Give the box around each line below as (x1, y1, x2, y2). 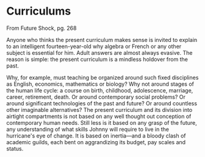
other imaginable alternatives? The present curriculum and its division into (6, 106, 193, 113)
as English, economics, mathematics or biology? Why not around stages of (6, 80, 194, 88)
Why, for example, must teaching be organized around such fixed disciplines (6, 74, 199, 81)
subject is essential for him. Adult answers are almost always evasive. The (6, 49, 193, 56)
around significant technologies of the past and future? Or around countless (6, 99, 197, 107)
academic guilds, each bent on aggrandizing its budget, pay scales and (6, 138, 186, 145)
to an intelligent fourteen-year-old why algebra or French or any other (6, 43, 182, 50)
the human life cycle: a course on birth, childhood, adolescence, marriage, (6, 86, 193, 94)
